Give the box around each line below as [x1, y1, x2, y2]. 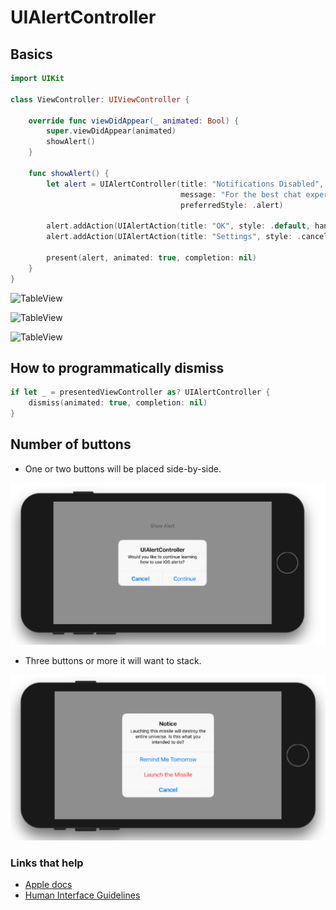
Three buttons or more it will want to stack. [24, 655, 202, 667]
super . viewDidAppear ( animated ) [46, 126, 177, 136]
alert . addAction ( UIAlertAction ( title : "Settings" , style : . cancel [46, 232, 329, 242]
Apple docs [24, 878, 73, 890]
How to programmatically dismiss [10, 359, 225, 376]
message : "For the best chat [180, 189, 302, 200]
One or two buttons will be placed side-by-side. [24, 462, 222, 475]
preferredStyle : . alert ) [180, 200, 284, 210]
